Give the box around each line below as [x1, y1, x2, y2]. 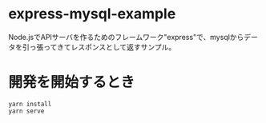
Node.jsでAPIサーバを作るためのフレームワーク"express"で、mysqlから [8, 32, 244, 42]
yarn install [8, 100, 52, 108]
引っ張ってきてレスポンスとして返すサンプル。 [22, 42, 176, 52]
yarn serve [8, 107, 45, 115]
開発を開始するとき [8, 73, 135, 92]
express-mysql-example [8, 5, 176, 23]
